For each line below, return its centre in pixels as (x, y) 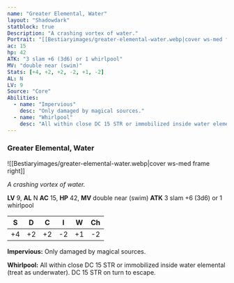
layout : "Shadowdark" (39, 20)
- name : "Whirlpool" (43, 117)
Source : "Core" (29, 91)
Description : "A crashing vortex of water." (73, 33)
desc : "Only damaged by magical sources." (82, 111)
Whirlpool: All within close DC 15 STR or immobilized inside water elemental (116, 265)
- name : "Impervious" (45, 105)
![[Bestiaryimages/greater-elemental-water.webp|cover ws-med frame (109, 163)
